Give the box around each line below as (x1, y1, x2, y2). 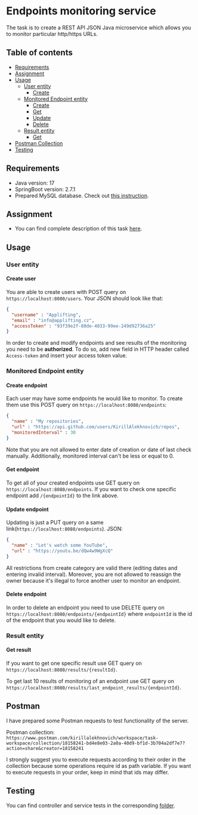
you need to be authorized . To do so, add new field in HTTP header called (6, 345, 189, 353)
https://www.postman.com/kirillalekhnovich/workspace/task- (6, 735, 159, 741)
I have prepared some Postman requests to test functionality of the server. (6, 717, 189, 724)
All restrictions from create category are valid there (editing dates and (6, 564, 178, 571)
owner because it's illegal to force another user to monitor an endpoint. (6, 577, 181, 584)
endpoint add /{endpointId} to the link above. (6, 492, 119, 499)
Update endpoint (6, 505, 49, 513)
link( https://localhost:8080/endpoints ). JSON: (6, 525, 123, 532)
